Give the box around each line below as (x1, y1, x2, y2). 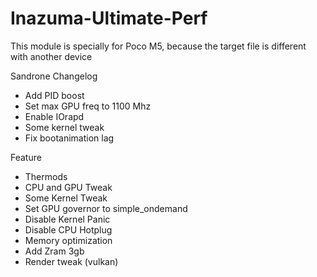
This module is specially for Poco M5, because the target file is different (10, 40, 307, 52)
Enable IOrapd (24, 110, 85, 122)
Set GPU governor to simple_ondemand (24, 202, 188, 214)
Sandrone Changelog (10, 70, 98, 82)
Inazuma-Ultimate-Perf (10, 7, 208, 30)
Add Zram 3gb (24, 245, 85, 257)
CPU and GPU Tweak (24, 181, 113, 193)
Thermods (24, 170, 68, 182)
